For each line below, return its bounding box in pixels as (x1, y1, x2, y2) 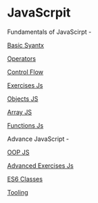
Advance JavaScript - (7, 135, 69, 143)
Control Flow (7, 68, 43, 76)
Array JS (7, 108, 32, 116)
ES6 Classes (7, 175, 43, 183)
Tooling (7, 188, 29, 196)
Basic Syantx (7, 41, 44, 49)
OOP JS (7, 148, 30, 156)
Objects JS (7, 95, 39, 103)
